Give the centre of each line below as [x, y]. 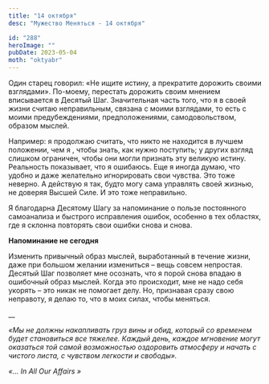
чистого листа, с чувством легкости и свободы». [93, 355]
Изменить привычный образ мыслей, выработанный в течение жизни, [130, 256]
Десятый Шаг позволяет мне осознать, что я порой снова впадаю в [125, 273]
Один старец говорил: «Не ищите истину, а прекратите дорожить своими [135, 83]
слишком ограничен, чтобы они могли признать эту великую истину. [127, 158]
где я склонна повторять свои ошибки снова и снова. [100, 225]
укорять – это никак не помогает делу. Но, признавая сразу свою [121, 290]
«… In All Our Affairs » [45, 371]
